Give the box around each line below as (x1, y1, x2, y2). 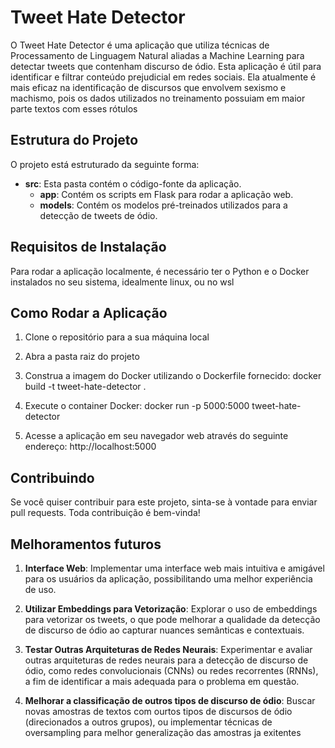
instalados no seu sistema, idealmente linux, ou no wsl (10, 276, 235, 288)
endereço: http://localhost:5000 (24, 441, 157, 453)
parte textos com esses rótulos (10, 102, 138, 115)
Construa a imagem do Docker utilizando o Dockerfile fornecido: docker (24, 370, 322, 382)
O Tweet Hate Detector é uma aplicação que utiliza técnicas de (10, 39, 270, 51)
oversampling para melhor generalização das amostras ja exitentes (24, 727, 302, 738)
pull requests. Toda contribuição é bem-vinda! (10, 507, 201, 519)
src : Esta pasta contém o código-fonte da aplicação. (24, 177, 242, 190)
